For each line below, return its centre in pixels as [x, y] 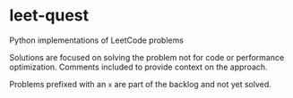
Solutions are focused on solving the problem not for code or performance [147, 57]
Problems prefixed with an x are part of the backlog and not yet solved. [140, 84]
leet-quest [49, 16]
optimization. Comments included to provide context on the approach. [138, 67]
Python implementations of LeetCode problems [96, 40]
